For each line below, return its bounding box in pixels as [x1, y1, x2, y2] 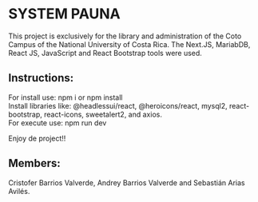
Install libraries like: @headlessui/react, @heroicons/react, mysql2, [8, 101, 228, 110]
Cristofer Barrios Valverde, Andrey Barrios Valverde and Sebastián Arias [8, 177, 245, 188]
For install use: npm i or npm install [8, 93, 123, 102]
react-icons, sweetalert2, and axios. [43, 109, 162, 119]
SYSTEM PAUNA [8, 5, 121, 23]
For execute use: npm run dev [8, 117, 107, 128]
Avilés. [8, 186, 30, 196]
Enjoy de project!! [8, 133, 66, 143]
